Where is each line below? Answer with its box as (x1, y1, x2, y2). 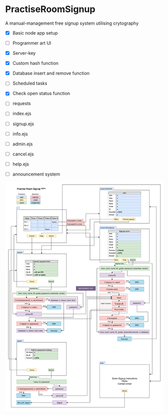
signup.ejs (12, 121, 34, 127)
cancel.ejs (12, 151, 34, 157)
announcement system (12, 171, 60, 177)
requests (12, 101, 31, 107)
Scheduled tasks (12, 80, 48, 87)
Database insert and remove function (12, 70, 90, 76)
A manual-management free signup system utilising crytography (5, 20, 139, 26)
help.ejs (12, 161, 29, 167)
